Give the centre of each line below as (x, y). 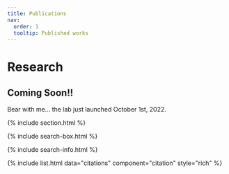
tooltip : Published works (51, 33)
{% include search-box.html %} (53, 137)
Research (35, 67)
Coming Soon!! (40, 93)
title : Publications (37, 14)
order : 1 (26, 26)
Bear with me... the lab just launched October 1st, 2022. (87, 110)
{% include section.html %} (47, 123)
